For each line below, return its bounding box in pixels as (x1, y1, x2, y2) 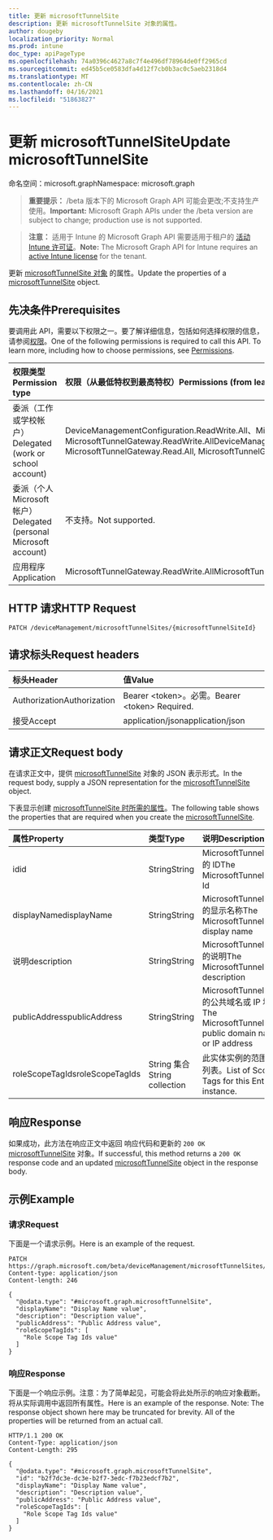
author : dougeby (8, 27, 63, 35)
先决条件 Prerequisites (8, 303, 120, 317)
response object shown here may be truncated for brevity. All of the (8, 1407, 236, 1417)
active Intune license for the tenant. (28, 252, 148, 261)
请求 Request (8, 1218, 59, 1230)
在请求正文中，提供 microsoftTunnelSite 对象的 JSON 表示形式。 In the (8, 769, 243, 779)
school (12, 458, 39, 469)
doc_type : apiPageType (8, 50, 85, 58)
